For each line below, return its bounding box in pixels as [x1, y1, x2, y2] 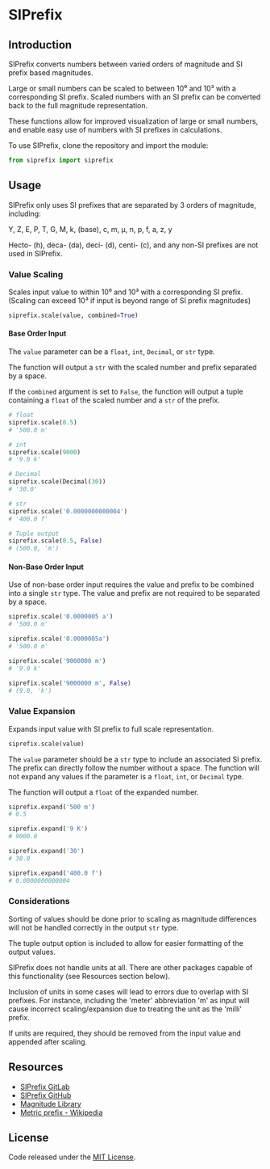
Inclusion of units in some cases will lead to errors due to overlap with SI [8, 986, 249, 996]
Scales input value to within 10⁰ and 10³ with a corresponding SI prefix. [8, 287, 243, 297]
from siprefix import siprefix [8, 156, 114, 164]
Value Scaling [8, 268, 64, 280]
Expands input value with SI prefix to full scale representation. [8, 724, 214, 733]
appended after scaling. [8, 1036, 88, 1046]
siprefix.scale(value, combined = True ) [8, 311, 139, 319]
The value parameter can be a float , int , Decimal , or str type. [8, 347, 215, 357]
